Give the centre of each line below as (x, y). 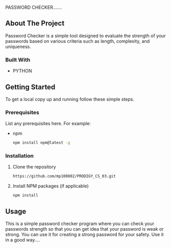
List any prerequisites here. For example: (48, 123)
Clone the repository (34, 167)
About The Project (35, 23)
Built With (18, 60)
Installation (20, 156)
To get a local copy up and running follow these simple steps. (70, 99)
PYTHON (22, 71)
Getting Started (30, 87)
